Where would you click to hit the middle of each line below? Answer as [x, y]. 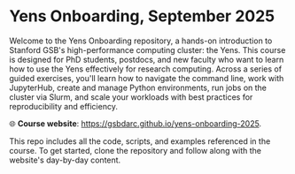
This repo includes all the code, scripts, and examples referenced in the [140, 141]
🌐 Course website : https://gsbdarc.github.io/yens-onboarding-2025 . [136, 123]
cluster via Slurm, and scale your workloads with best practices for [131, 97]
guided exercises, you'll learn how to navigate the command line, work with [147, 78]
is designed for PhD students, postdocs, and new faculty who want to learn [147, 59]
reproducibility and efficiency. [63, 106]
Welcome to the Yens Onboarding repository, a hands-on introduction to [141, 41]
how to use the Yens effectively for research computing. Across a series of [145, 69]
